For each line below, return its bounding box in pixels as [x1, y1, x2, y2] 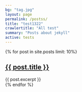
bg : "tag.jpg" [5, 7, 35, 12]
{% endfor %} [5, 82, 34, 88]
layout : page [5, 12, 32, 17]
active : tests [5, 35, 35, 40]
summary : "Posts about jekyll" [5, 30, 70, 35]
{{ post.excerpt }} [5, 76, 41, 82]
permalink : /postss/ [5, 16, 48, 21]
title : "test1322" [5, 21, 43, 26]
